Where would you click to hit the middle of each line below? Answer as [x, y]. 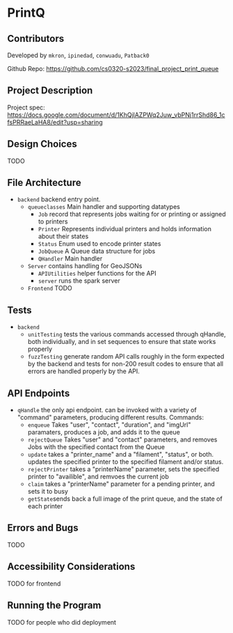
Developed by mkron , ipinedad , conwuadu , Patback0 [78, 55]
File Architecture [44, 183]
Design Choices [42, 144]
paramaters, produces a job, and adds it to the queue [104, 432]
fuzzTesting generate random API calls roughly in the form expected [126, 357]
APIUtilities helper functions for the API [97, 274]
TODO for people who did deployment [62, 622]
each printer [45, 506]
